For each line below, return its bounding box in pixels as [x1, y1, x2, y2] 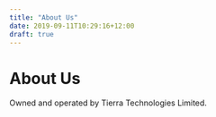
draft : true [9, 29, 54, 38]
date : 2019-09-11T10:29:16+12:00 [9, 21, 135, 30]
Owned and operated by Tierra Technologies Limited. [9, 97, 207, 108]
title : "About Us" [9, 13, 78, 22]
